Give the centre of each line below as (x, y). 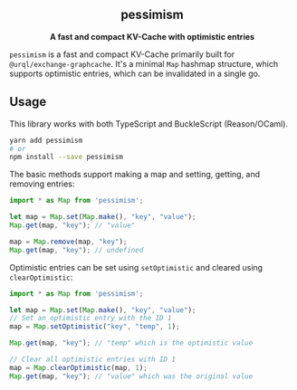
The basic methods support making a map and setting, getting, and (135, 175)
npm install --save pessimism (67, 157)
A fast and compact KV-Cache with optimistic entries (152, 36)
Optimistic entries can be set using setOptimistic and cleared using (136, 267)
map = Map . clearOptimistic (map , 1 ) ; (78, 367)
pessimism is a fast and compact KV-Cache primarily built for (122, 54)
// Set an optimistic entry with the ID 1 (91, 319)
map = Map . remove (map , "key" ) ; (68, 242)
